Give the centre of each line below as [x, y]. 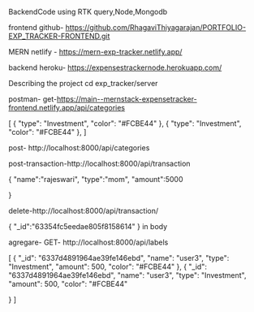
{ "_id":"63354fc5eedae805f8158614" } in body [88, 226]
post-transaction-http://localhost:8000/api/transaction [99, 163]
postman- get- [33, 99]
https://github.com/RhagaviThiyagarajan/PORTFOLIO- [155, 27]
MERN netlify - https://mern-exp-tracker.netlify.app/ [95, 52]
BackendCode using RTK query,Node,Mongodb [88, 12]
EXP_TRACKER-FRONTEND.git [59, 36]
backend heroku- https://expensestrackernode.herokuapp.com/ [115, 67]
